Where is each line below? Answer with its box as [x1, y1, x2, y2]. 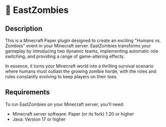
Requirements [5, 88, 50, 97]
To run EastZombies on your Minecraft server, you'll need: [5, 101, 125, 107]
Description [5, 24, 42, 33]
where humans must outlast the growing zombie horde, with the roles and [5, 68, 157, 74]
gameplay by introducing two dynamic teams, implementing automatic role [5, 48, 159, 54]
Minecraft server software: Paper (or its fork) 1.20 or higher [12, 111, 134, 117]
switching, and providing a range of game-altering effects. [5, 53, 125, 59]
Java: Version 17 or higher [12, 116, 66, 122]
